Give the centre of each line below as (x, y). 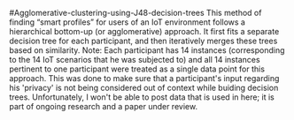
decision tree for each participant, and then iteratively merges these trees (143, 41)
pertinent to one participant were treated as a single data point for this (137, 69)
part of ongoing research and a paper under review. (103, 106)
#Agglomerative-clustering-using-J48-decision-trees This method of (135, 13)
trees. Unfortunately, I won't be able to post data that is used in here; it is (142, 97)
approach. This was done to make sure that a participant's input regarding (144, 78)
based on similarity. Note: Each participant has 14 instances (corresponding (147, 50)
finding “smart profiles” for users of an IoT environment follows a (128, 22)
